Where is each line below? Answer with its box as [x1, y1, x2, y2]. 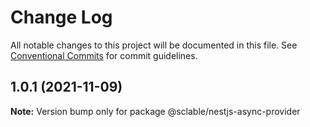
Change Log [10, 6, 113, 29]
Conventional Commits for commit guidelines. [10, 49, 198, 61]
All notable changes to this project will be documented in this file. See [10, 39, 298, 51]
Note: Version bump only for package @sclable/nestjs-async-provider [10, 105, 301, 117]
